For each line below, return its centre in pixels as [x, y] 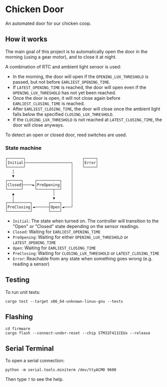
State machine [24, 148]
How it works [26, 39]
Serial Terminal [30, 349]
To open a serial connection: [35, 361]
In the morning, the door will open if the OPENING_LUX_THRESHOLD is [80, 76]
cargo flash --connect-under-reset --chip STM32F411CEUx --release [78, 333]
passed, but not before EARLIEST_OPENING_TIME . [61, 82]
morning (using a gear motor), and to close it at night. [61, 57]
